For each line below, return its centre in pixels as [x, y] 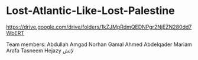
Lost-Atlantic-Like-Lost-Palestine [91, 11]
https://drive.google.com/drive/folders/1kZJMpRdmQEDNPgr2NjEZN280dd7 [99, 27]
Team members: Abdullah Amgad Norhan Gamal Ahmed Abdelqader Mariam [99, 44]
